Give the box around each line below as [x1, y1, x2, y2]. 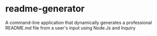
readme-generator [5, 3, 85, 14]
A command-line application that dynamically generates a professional [5, 19, 152, 25]
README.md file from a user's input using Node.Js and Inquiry [5, 24, 136, 30]
